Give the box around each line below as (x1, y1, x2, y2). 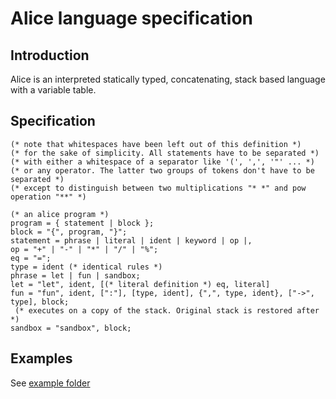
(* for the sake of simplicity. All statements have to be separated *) (10, 148, 320, 158)
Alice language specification (10, 7, 254, 30)
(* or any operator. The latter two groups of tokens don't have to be (10, 165, 315, 176)
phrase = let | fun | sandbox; (10, 270, 141, 281)
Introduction (10, 47, 90, 64)
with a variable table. (10, 84, 97, 96)
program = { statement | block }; (10, 218, 155, 228)
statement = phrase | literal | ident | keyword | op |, (10, 235, 253, 246)
